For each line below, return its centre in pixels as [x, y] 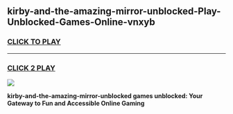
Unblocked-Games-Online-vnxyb [81, 22]
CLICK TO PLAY [34, 42]
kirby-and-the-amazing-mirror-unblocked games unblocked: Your [105, 95]
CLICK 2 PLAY [31, 68]
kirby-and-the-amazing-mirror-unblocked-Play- [114, 11]
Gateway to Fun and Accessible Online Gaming [76, 103]
